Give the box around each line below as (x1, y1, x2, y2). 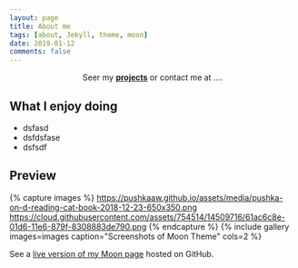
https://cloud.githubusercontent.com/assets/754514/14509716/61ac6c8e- (9, 211, 286, 223)
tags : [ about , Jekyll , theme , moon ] (9, 30, 148, 39)
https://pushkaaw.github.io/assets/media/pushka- (96, 192, 283, 203)
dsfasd (22, 122, 49, 133)
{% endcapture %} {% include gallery (148, 221, 290, 232)
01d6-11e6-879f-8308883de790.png (9, 221, 147, 232)
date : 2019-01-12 (9, 38, 75, 48)
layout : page (9, 13, 59, 23)
